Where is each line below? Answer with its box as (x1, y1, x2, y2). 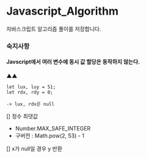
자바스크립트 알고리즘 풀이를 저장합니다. (6, 25, 101, 32)
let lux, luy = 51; (6, 84, 56, 90)
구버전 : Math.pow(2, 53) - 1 (15, 132, 84, 140)
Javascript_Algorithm (6, 4, 119, 18)
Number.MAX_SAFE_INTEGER (15, 125, 91, 132)
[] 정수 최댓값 (6, 113, 38, 120)
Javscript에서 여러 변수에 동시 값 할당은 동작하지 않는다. (6, 58, 141, 65)
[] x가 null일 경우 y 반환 (6, 145, 63, 153)
